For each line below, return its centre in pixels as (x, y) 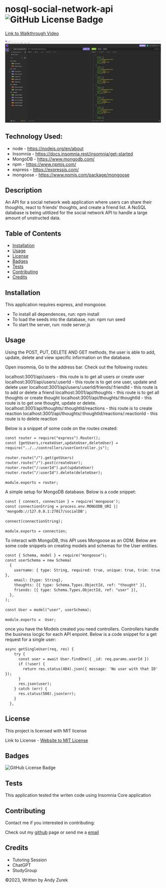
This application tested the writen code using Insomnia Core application (78, 795)
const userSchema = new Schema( (38, 560)
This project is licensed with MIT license (46, 731)
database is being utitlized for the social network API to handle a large (76, 213)
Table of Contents (33, 234)
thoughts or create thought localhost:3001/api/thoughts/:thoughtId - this (79, 398)
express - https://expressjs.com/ (45, 169)
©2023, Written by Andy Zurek (37, 880)
